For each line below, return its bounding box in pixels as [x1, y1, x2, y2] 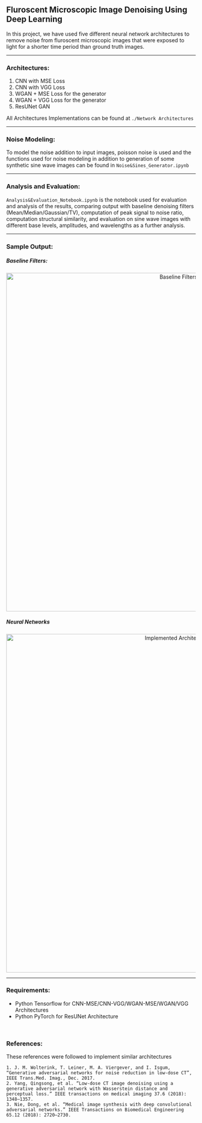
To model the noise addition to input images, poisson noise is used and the [6, 149, 191, 156]
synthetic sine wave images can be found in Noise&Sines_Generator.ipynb [6, 162, 189, 169]
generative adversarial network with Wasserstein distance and [6, 1086, 168, 1092]
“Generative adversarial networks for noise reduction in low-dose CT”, [6, 1070, 192, 1076]
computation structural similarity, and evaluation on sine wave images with [6, 215, 191, 222]
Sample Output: [6, 242, 54, 250]
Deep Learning [6, 14, 63, 25]
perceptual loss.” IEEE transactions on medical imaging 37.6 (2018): [6, 1091, 187, 1097]
